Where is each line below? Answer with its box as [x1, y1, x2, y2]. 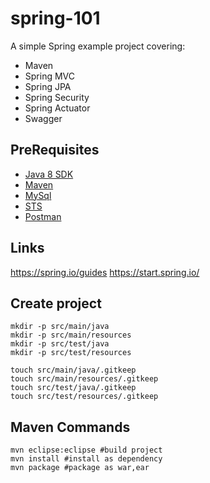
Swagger [24, 112, 63, 124]
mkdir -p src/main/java [10, 322, 110, 332]
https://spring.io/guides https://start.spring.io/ [10, 266, 200, 278]
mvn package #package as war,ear [10, 463, 150, 473]
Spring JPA [24, 80, 72, 92]
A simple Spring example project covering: [10, 40, 186, 52]
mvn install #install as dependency [10, 454, 163, 464]
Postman [24, 210, 62, 222]
